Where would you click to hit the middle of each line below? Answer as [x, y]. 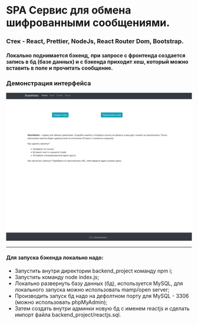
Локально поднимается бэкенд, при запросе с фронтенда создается [96, 55]
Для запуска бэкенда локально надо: [55, 258]
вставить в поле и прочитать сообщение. [60, 68]
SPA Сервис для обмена [69, 10]
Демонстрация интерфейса [49, 83]
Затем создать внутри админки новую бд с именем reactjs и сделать [102, 308]
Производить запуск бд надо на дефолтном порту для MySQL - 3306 [102, 296]
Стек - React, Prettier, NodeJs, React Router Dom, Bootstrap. [95, 41]
